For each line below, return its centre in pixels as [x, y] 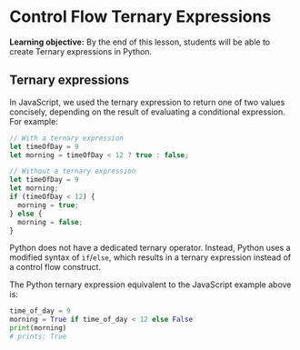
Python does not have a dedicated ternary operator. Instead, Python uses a [150, 248]
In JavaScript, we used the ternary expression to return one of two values [147, 102]
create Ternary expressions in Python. [81, 51]
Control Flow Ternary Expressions [140, 17]
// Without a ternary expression [73, 171]
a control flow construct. [55, 267]
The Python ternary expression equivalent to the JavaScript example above [150, 285]
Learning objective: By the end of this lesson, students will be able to [140, 42]
